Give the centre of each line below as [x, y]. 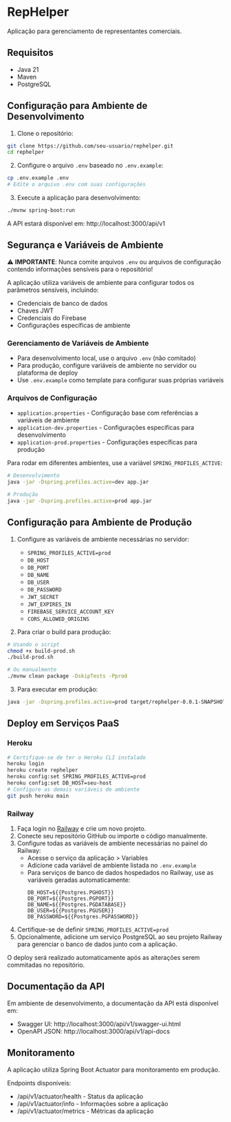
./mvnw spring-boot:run [41, 210]
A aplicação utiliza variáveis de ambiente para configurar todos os [101, 282]
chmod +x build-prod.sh [41, 651]
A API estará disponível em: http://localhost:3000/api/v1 [86, 223]
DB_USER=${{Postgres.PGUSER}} [71, 911]
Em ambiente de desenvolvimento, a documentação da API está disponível [113, 1003]
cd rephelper [26, 152]
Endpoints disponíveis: [39, 1083]
